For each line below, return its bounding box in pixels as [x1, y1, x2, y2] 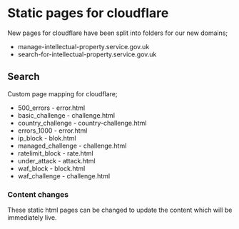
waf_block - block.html [17, 164, 86, 173]
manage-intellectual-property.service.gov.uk [17, 42, 150, 51]
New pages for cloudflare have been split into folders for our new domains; [7, 29, 228, 37]
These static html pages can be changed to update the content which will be [7, 205, 233, 215]
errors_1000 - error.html [17, 126, 88, 135]
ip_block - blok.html [17, 133, 76, 142]
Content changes [7, 189, 69, 199]
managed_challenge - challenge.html [17, 141, 127, 150]
